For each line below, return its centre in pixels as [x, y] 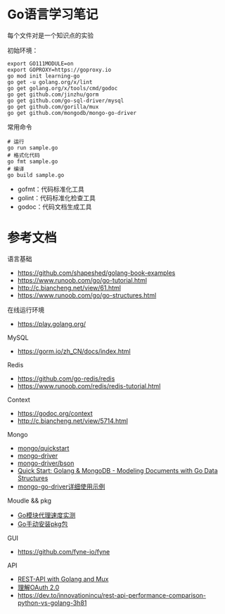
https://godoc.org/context [55, 413]
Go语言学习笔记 [53, 14]
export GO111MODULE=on [40, 63]
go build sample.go [36, 175]
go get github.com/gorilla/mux [53, 106]
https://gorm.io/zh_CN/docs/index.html [74, 351]
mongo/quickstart [43, 448]
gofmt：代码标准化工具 [51, 189]
